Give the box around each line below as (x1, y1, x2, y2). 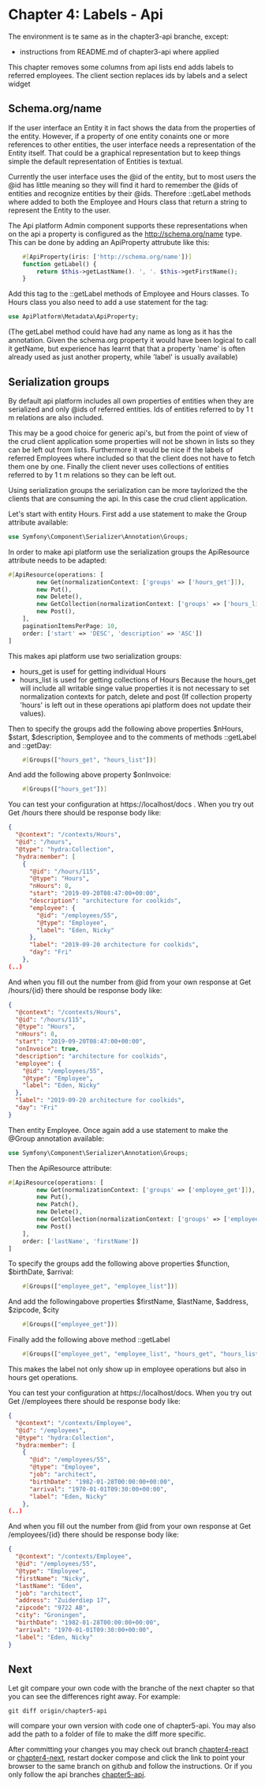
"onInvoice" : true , (15, 1045, 80, 1053)
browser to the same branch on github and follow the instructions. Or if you (8, 1762, 252, 1771)
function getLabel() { (22, 260, 97, 268)
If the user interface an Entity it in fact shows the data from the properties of (8, 122, 256, 132)
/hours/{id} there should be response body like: (8, 985, 162, 995)
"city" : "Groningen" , (15, 1612, 87, 1620)
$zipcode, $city (8, 1305, 59, 1315)
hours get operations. (8, 1373, 79, 1383)
